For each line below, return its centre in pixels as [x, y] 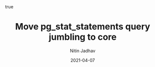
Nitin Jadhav [83, 51]
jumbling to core [83, 37]
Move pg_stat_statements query [83, 27]
